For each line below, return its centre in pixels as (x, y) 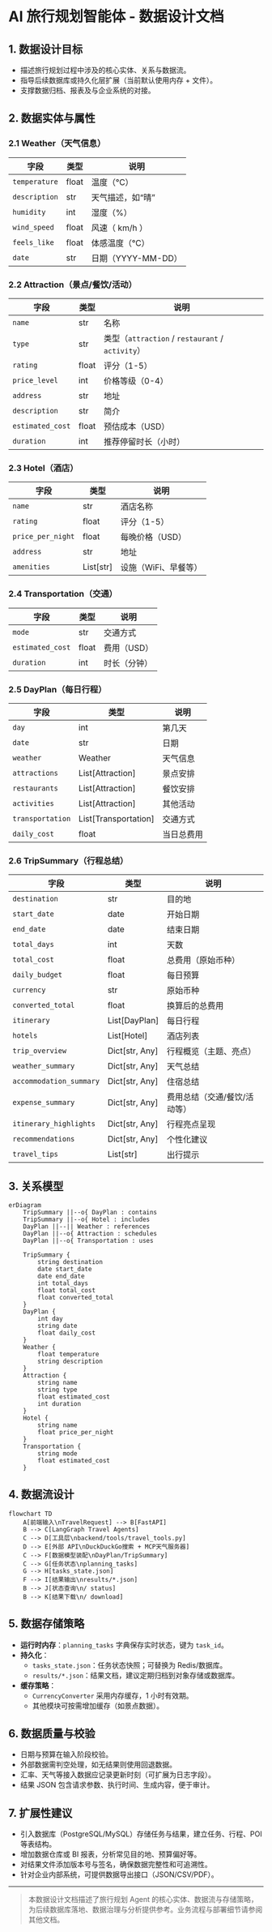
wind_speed (33, 227)
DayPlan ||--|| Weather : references (87, 1226)
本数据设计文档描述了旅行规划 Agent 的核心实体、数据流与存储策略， (143, 1900)
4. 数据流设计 (41, 1495)
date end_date (61, 1276)
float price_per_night (76, 1432)
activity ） (125, 350)
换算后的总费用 (195, 1006)
